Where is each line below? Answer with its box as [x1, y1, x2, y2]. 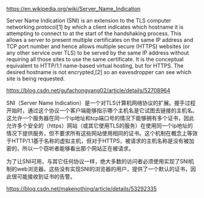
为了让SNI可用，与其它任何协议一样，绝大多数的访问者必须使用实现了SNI [6, 158, 189, 165]
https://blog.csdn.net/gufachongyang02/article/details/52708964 [6, 87, 171, 94]
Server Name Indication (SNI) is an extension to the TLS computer [6, 17, 172, 24]
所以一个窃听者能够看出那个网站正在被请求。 [22, 145, 134, 152]
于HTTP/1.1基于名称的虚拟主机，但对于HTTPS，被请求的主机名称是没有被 [6, 137, 189, 145]
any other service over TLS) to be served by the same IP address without [6, 49, 189, 56]
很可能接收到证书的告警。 [11, 173, 76, 180]
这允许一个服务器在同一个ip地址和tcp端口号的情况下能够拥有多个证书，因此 [6, 115, 194, 121]
